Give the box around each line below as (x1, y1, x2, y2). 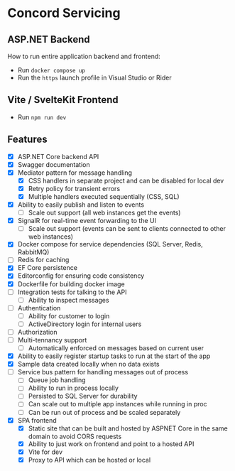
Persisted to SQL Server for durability (28, 392, 138, 401)
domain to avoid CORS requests (28, 432, 122, 440)
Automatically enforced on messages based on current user (28, 344, 204, 352)
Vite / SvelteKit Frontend (7, 94, 119, 106)
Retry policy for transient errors (28, 184, 121, 193)
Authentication (17, 303, 61, 312)
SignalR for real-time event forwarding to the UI (17, 217, 156, 225)
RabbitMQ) (17, 248, 50, 256)
